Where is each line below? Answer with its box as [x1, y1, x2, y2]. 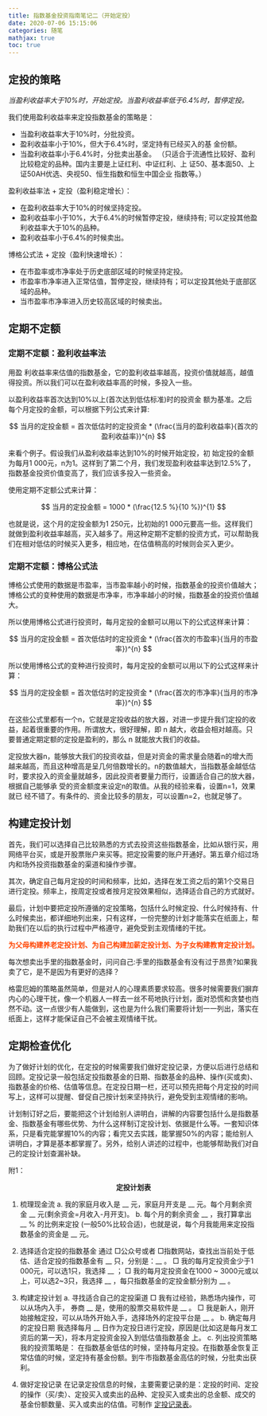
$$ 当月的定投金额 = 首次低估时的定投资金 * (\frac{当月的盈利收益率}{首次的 [9, 421, 258, 431]
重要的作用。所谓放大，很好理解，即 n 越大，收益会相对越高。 [42, 724, 246, 733]
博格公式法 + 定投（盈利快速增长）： [8, 249, 126, 259]
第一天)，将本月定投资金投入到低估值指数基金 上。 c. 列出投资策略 [41, 1332, 257, 1342]
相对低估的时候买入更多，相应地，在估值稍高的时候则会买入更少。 [21, 538, 238, 548]
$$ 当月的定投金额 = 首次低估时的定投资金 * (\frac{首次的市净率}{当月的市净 [9, 687, 258, 697]
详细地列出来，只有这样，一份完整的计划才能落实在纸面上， [56, 913, 252, 922]
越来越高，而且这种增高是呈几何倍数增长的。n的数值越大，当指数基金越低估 [8, 761, 257, 771]
